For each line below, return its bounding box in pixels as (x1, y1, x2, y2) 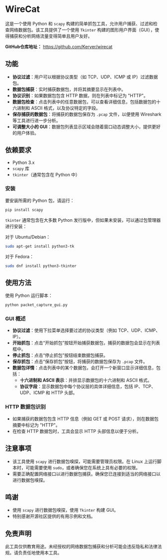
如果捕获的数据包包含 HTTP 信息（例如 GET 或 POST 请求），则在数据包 (12, 416, 159, 421)
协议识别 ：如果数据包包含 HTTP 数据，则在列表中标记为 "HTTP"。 (12, 92, 148, 98)
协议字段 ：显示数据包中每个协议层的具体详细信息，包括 (19, 384, 133, 390)
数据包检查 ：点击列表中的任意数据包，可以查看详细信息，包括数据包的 (12, 99, 157, 105)
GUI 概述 (5, 315, 26, 322)
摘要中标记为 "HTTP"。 (12, 422, 61, 428)
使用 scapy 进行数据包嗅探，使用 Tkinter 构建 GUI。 (12, 507, 119, 513)
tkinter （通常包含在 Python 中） (12, 171, 81, 177)
